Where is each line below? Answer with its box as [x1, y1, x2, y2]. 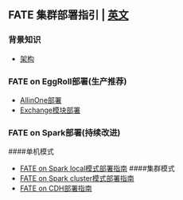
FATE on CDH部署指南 [19, 183, 92, 194]
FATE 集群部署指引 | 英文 [8, 8, 129, 22]
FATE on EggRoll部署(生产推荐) [8, 76, 127, 87]
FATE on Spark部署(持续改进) [8, 127, 121, 138]
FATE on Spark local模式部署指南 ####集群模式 [19, 163, 175, 174]
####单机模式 [8, 147, 54, 156]
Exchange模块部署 [19, 105, 81, 115]
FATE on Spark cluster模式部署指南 [19, 174, 134, 183]
